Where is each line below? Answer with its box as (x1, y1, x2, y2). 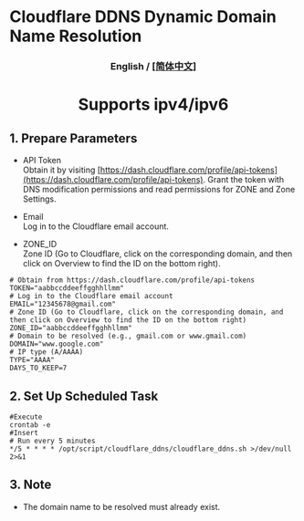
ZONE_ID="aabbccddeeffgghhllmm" (9, 324, 132, 333)
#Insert (9, 428, 39, 437)
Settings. (22, 193, 57, 204)
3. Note (9, 477, 52, 493)
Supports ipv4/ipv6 (78, 94, 229, 115)
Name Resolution (9, 26, 142, 47)
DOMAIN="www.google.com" (9, 339, 104, 349)
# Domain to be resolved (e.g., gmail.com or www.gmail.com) (9, 331, 247, 341)
